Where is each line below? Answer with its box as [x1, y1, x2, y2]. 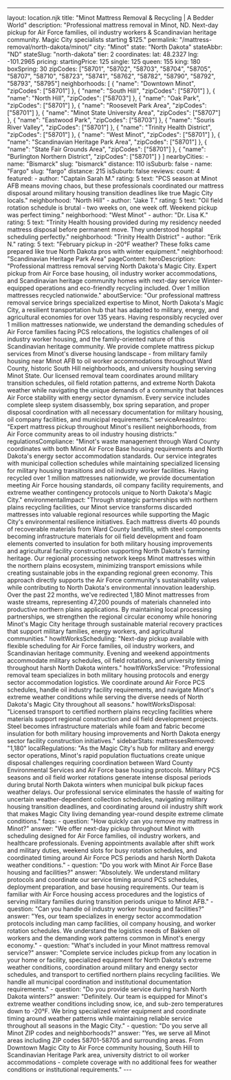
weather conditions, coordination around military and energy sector [7, 963, 198, 971]
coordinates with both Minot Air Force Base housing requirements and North [7, 445, 223, 452]
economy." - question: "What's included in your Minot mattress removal [7, 941, 210, 949]
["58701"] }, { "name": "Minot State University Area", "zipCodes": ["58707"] [7, 109, 221, 117]
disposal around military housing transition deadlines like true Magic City [7, 189, 213, 197]
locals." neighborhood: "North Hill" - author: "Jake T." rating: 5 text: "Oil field [7, 197, 223, 204]
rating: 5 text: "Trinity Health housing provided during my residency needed [7, 218, 221, 226]
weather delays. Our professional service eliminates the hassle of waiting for [7, 788, 224, 796]
